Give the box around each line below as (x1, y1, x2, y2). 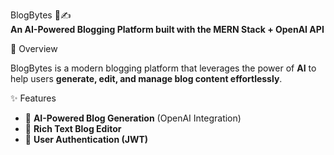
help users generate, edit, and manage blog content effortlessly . (10, 73, 283, 84)
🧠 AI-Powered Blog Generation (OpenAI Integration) (24, 112, 242, 124)
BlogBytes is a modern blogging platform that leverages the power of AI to (10, 62, 317, 74)
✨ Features (10, 92, 57, 104)
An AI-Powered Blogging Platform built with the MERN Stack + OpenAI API (10, 24, 325, 35)
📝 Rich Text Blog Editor (24, 123, 122, 134)
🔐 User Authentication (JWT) (24, 134, 149, 145)
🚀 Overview (10, 43, 58, 54)
